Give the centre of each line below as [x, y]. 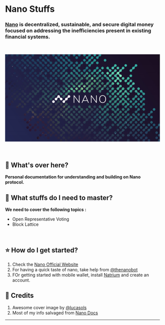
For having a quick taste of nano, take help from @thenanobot [75, 269]
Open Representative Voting [41, 219]
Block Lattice [25, 224]
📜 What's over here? [37, 165]
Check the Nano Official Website [45, 264]
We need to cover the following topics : [46, 210]
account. [21, 280]
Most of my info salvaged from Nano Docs [55, 313]
